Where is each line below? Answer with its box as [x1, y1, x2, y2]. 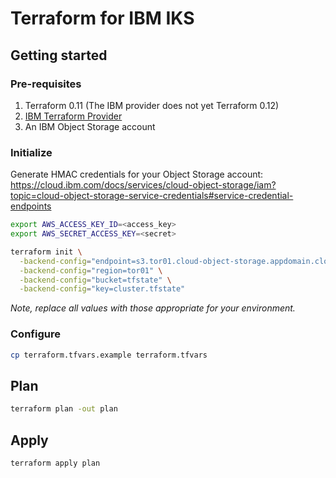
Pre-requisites [10, 77, 82, 91]
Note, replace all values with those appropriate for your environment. [10, 302, 296, 314]
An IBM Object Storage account [24, 120, 156, 132]
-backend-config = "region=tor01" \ [19, 265, 163, 276]
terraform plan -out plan [10, 404, 118, 414]
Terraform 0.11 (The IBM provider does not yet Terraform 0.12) [24, 99, 280, 111]
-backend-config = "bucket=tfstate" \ [19, 275, 172, 285]
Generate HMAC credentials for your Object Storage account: [10, 168, 264, 181]
